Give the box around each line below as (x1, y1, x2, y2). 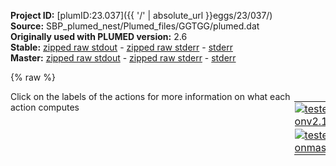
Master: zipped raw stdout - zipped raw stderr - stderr (10, 52, 237, 64)
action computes (10, 101, 80, 113)
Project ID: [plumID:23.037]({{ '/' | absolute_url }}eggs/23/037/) (10, 10, 273, 21)
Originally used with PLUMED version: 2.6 (10, 31, 188, 42)
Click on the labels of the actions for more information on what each (10, 91, 291, 102)
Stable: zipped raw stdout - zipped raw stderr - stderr (10, 41, 233, 53)
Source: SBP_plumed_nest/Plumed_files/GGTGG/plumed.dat (10, 20, 260, 32)
